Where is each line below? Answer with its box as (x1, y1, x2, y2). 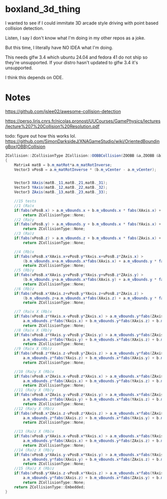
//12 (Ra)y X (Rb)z (14, 406, 55, 411)
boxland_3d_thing (5, 3, 81, 15)
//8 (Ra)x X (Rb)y (14, 328, 52, 333)
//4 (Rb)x (14, 249, 35, 254)
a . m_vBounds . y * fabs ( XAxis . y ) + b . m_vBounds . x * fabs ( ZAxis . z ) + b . (23, 457, 162, 462)
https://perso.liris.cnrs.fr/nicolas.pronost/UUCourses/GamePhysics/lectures (5, 118, 161, 124)
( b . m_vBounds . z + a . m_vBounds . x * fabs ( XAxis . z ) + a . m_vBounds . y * (23, 295, 157, 301)
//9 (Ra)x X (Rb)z (14, 346, 52, 352)
